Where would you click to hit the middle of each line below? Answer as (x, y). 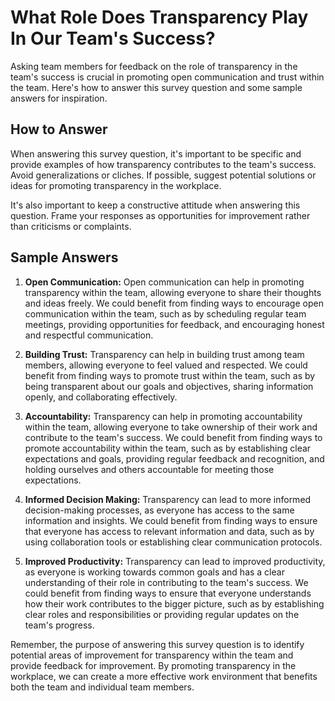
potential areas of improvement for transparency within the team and (152, 655)
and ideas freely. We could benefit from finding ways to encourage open (174, 303)
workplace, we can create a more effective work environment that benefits (164, 676)
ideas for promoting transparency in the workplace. (116, 185)
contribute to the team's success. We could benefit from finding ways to (173, 437)
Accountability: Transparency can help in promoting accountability (163, 416)
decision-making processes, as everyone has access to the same (159, 510)
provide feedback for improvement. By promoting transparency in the (153, 665)
